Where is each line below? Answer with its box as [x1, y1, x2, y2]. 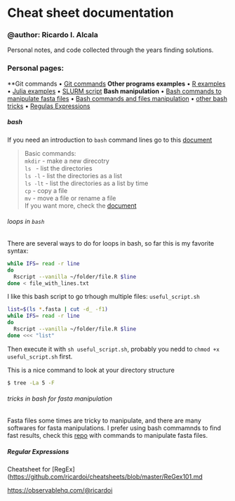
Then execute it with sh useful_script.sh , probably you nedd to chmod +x [7, 345, 220, 353]
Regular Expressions [7, 447, 69, 455]
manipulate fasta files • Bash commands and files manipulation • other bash [7, 94, 228, 102]
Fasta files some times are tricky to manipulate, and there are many [7, 416, 201, 425]
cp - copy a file [24, 186, 68, 194]
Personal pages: [7, 63, 65, 73]
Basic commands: [24, 149, 76, 157]
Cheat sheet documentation [7, 5, 174, 21]
